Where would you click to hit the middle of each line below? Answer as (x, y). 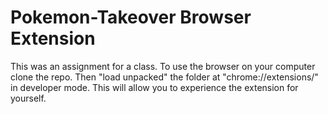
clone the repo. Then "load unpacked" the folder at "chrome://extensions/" (164, 77)
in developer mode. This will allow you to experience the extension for (154, 87)
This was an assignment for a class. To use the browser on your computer (163, 66)
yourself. (28, 98)
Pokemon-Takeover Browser (131, 17)
